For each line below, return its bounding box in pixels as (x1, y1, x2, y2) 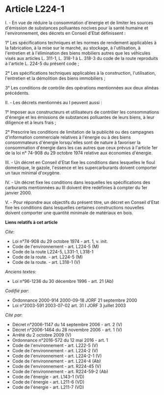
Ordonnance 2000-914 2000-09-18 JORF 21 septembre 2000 (12, 297, 137, 303)
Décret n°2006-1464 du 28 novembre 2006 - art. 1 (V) (12, 327, 122, 333)
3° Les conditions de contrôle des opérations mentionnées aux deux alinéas (5, 85, 159, 90)
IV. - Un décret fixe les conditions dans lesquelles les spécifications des (5, 179, 151, 185)
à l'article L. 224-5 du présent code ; (5, 60, 80, 66)
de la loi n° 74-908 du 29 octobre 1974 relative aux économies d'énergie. (5, 150, 153, 156)
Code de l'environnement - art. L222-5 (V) (12, 342, 98, 348)
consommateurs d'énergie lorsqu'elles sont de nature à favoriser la (5, 139, 141, 145)
